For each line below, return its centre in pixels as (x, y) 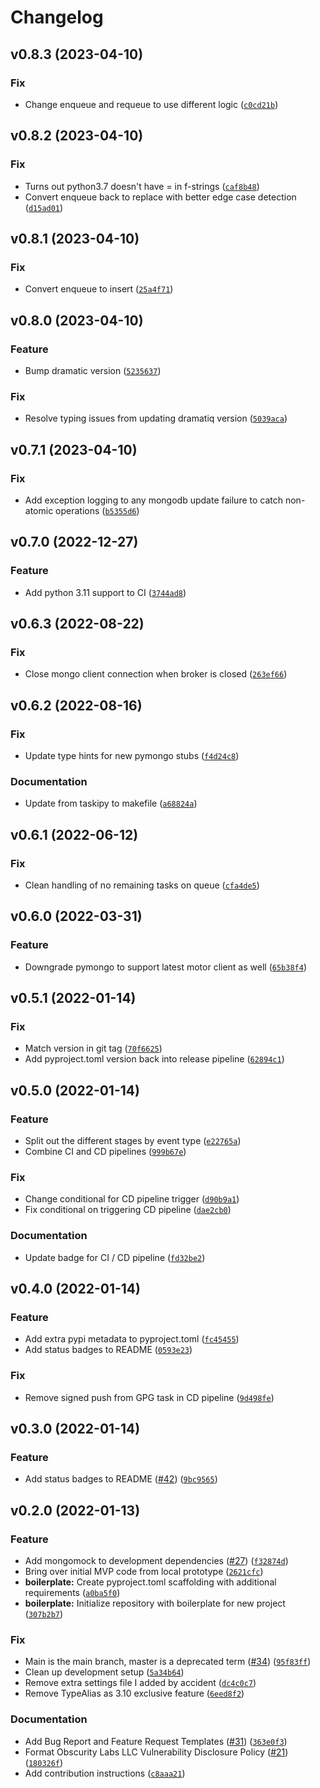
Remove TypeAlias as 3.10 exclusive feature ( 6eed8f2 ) (134, 1693)
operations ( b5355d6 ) (97, 510)
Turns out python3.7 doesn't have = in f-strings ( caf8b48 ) (142, 186)
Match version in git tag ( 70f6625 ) (93, 1048)
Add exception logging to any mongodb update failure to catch (154, 500)
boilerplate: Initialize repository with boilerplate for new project (155, 1603)
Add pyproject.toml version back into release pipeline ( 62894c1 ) (154, 1059)
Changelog (57, 17)
